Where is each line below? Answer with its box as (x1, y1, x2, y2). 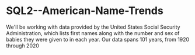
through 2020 (6, 42, 40, 49)
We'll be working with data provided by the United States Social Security (6, 23, 180, 30)
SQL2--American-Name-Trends (6, 4, 163, 18)
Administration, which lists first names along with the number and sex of (6, 29, 180, 36)
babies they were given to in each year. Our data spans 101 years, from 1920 (6, 36, 190, 43)
